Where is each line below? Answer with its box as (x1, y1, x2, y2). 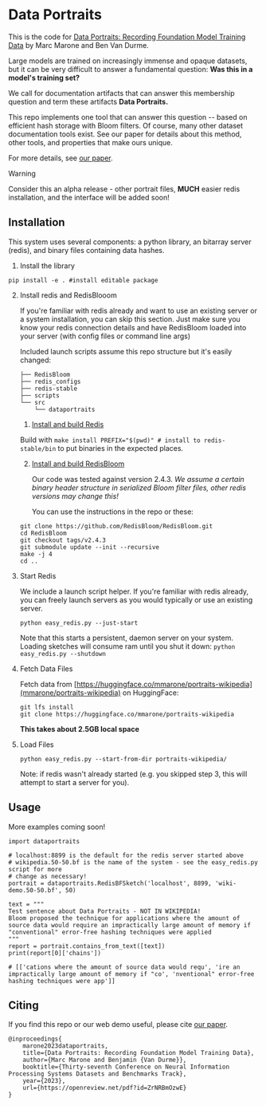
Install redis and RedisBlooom (19, 290, 117, 300)
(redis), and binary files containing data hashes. (8, 245, 165, 255)
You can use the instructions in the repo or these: (31, 507, 194, 516)
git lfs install (19, 703, 74, 711)
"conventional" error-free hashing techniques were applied (8, 928, 213, 936)
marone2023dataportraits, (22, 1042, 109, 1050)
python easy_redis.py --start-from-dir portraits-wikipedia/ (19, 755, 228, 763)
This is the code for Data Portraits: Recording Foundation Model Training (8, 32, 246, 41)
